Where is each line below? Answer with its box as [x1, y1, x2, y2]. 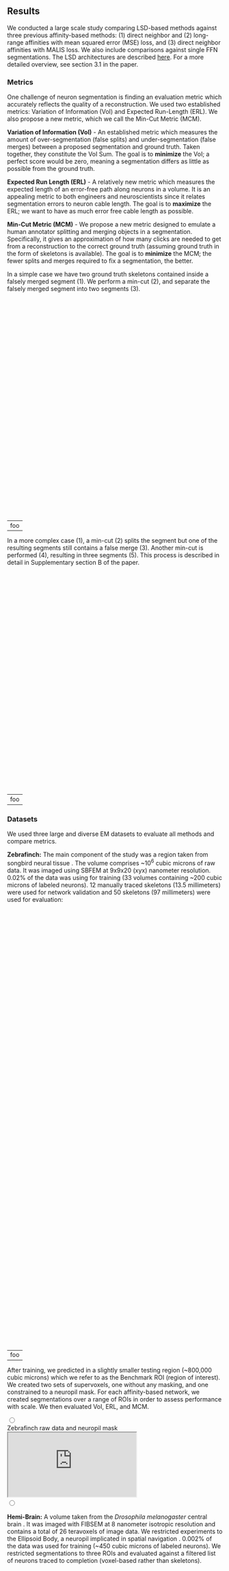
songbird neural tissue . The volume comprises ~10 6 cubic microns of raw [7, 857, 215, 867]
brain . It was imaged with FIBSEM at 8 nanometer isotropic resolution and [7, 1520, 216, 1528]
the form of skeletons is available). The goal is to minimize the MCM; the [7, 250, 212, 258]
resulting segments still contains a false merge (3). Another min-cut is [7, 544, 204, 552]
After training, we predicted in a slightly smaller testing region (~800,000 [7, 1366, 212, 1374]
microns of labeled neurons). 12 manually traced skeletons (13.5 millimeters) [7, 881, 221, 889]
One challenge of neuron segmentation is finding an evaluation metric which [7, 93, 222, 102]
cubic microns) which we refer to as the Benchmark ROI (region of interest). [7, 1373, 221, 1382]
